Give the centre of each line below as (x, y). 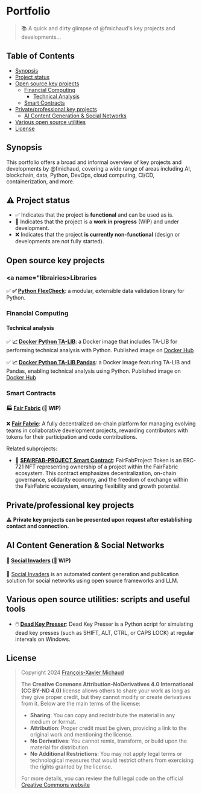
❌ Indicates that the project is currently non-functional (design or (97, 235)
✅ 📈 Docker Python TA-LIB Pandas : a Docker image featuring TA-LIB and (99, 363)
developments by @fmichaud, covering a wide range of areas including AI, (99, 168)
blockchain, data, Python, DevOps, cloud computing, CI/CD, (80, 175)
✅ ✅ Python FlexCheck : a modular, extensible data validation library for (96, 291)
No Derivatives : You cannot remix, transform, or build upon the (109, 741)
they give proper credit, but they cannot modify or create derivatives (106, 697)
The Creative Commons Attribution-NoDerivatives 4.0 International (107, 684)
